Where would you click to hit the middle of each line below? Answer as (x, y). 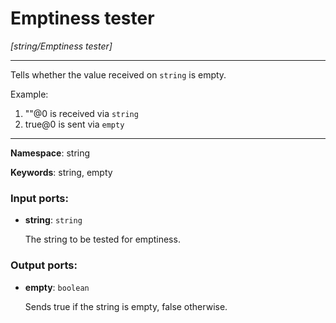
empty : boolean (57, 287)
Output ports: (44, 265)
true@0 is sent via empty (74, 124)
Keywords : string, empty (61, 172)
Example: (29, 94)
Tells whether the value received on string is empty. (118, 74)
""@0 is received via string (81, 113)
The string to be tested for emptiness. (102, 239)
